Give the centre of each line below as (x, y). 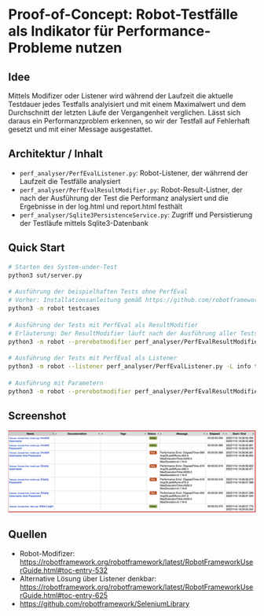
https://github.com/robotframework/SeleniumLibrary (104, 603)
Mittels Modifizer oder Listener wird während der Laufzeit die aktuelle (121, 96)
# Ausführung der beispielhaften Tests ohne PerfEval (98, 292)
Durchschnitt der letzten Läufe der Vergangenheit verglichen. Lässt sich (125, 113)
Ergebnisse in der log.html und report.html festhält (101, 206)
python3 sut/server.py (45, 275)
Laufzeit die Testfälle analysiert (70, 181)
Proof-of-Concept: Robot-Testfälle (123, 15)
